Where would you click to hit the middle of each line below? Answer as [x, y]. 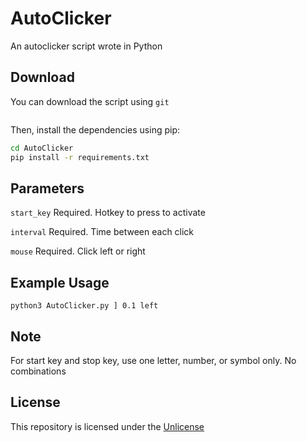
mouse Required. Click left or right [78, 251]
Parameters [47, 188]
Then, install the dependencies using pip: [95, 129]
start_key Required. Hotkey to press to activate [108, 213]
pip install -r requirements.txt [80, 157]
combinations [38, 371]
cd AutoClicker [42, 148]
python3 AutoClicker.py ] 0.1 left [84, 306]
